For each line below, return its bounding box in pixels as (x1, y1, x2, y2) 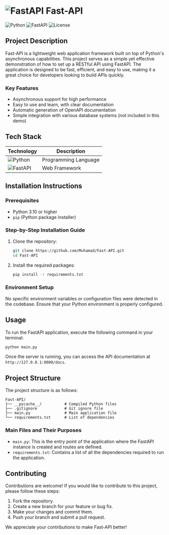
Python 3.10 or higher (12, 209, 57, 215)
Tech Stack (5, 132, 42, 141)
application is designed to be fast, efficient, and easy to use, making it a (5, 66, 156, 72)
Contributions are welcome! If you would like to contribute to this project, (5, 483, 158, 489)
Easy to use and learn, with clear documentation (12, 102, 114, 108)
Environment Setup (5, 284, 54, 291)
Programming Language (42, 156, 100, 163)
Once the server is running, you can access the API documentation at (5, 354, 151, 360)
